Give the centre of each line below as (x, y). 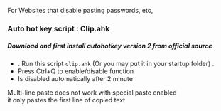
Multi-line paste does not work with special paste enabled (92, 92)
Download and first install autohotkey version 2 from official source (110, 46)
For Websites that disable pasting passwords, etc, (80, 10)
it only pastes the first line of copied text (66, 100)
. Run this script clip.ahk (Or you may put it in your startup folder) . (116, 63)
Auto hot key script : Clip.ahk (59, 28)
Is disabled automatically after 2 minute (75, 78)
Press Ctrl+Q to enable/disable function (76, 71)
